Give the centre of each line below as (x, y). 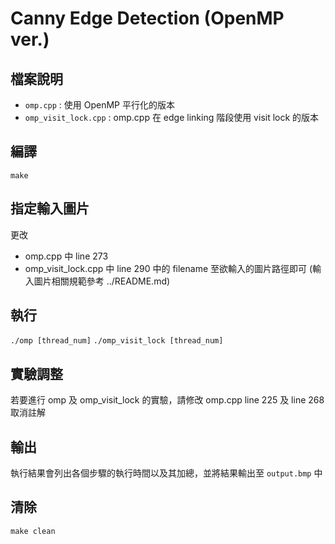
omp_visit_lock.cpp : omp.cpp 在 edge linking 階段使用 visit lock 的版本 (172, 117)
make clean (33, 531)
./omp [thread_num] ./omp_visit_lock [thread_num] (117, 341)
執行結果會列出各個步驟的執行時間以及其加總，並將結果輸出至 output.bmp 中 (166, 473)
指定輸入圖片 (50, 208)
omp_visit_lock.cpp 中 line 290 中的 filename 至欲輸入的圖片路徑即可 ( (168, 268)
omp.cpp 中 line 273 (66, 256)
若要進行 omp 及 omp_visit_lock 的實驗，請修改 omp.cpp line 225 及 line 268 (167, 400)
